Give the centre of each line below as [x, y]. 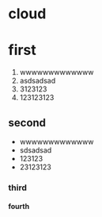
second [27, 123]
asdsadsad [38, 81]
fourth [19, 207]
